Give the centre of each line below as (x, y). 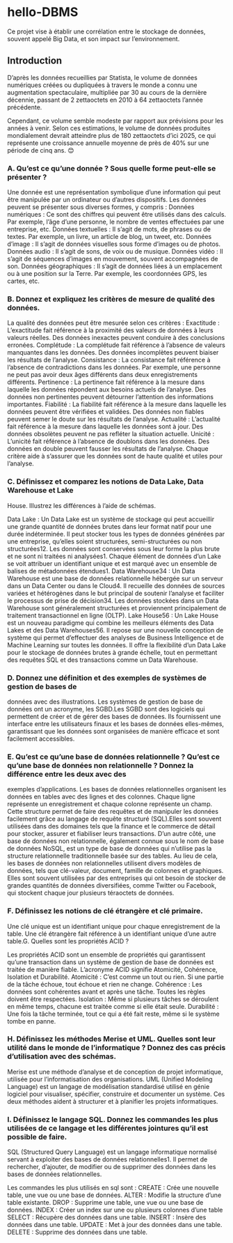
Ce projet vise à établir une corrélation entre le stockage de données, (106, 31)
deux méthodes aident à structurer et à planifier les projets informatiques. (113, 1101)
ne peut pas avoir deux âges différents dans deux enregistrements (103, 375)
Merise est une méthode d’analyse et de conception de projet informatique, (115, 1072)
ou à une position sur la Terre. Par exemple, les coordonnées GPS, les (107, 274)
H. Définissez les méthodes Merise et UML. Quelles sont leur (111, 1039)
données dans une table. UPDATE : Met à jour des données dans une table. (115, 1225)
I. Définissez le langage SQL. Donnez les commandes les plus (113, 1119)
